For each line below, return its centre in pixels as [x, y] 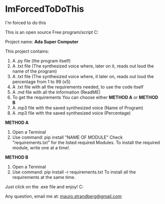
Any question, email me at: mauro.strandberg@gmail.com [64, 196]
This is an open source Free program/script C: [52, 32]
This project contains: [27, 51]
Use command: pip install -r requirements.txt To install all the [74, 172]
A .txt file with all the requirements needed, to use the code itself [78, 87]
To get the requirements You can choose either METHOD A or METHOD [85, 97]
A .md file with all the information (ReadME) [56, 92]
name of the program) [34, 71]
